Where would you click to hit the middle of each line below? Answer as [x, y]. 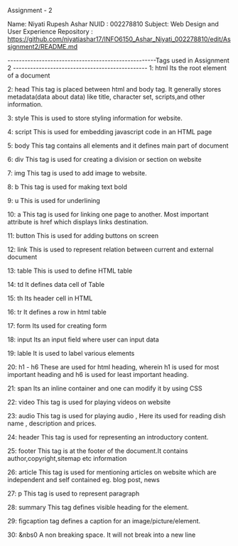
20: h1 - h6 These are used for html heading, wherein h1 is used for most [113, 367]
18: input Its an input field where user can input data [83, 339]
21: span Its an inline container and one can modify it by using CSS [105, 388]
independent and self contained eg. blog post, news [83, 480]
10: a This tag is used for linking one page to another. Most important [108, 214]
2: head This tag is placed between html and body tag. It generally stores [114, 89]
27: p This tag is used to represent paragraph [74, 493]
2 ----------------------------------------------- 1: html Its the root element [117, 68]
